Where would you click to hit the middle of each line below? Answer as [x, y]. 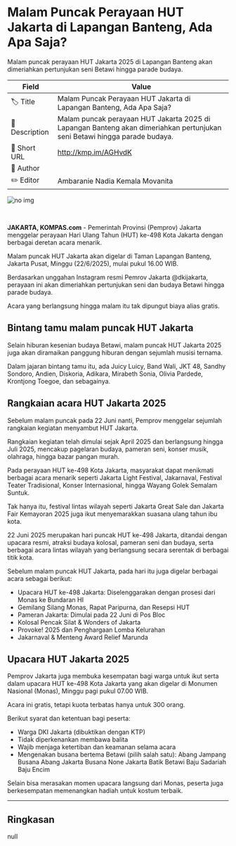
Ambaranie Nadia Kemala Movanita [115, 181]
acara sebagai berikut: [40, 578]
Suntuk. [19, 492]
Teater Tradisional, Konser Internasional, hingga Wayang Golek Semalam [112, 485]
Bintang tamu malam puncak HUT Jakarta [100, 328]
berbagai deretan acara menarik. [55, 242]
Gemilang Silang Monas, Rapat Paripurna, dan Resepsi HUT [104, 607]
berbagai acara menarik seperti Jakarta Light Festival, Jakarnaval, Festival [115, 477]
